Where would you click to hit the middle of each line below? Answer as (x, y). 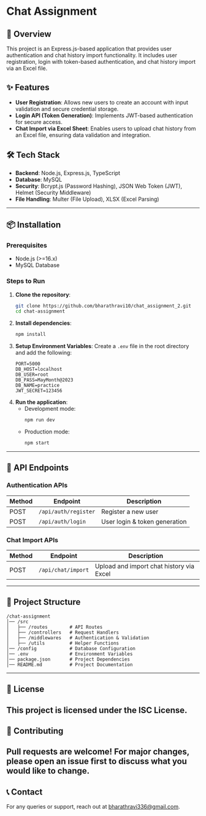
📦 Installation (34, 225)
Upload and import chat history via (145, 566)
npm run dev (40, 420)
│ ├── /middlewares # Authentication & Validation (78, 638)
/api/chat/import (64, 570)
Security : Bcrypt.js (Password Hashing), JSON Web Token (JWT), (99, 186)
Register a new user (130, 511)
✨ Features (28, 87)
